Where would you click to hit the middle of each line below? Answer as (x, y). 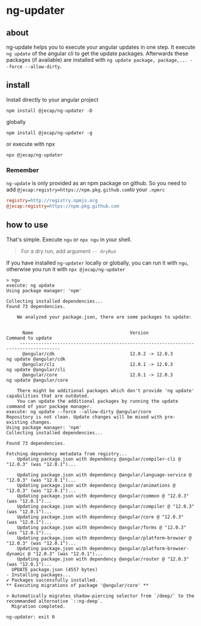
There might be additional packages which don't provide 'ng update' (106, 391)
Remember (22, 170)
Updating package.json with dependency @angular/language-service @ (104, 475)
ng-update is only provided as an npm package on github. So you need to (97, 183)
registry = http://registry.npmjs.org (52, 201)
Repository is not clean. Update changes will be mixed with (84, 417)
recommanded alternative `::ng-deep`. (55, 601)
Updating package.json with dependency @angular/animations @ (96, 485)
